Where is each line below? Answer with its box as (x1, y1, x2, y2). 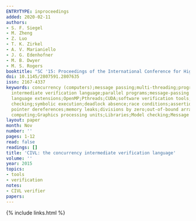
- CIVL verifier (6, 188, 45, 194)
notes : (6, 182, 22, 188)
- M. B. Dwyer (6, 57, 41, 63)
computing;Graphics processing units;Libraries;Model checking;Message (11, 112, 190, 118)
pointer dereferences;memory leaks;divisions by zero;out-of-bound (11, 106, 179, 112)
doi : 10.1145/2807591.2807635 (6, 74, 80, 80)
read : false (6, 139, 35, 145)
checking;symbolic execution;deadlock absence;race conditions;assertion (11, 101, 194, 107)
